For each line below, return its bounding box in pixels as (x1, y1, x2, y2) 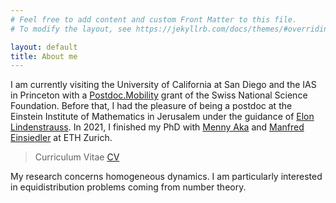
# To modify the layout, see (10, 24, 132, 34)
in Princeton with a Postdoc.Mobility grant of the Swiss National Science (10, 89, 308, 101)
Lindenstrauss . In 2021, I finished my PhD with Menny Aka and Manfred (10, 121, 305, 133)
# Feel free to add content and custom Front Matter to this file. (10, 14, 298, 25)
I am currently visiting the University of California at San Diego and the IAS (10, 79, 317, 91)
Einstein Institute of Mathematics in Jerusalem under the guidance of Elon (10, 111, 315, 123)
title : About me (10, 51, 78, 61)
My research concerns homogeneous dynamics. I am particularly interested (10, 171, 323, 183)
